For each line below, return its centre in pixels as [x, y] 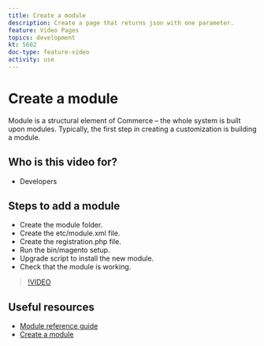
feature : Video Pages [44, 30]
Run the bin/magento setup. [65, 250]
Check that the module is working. [75, 267]
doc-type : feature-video [49, 52]
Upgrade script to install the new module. [87, 258]
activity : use [32, 60]
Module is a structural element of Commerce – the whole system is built [125, 120]
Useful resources [51, 307]
